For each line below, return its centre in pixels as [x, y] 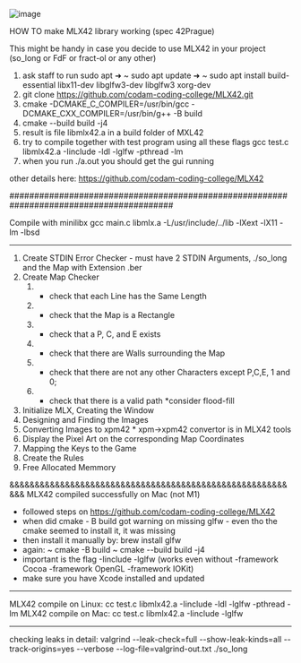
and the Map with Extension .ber [82, 267]
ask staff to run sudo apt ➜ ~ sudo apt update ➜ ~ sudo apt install [144, 75]
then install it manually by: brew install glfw [102, 540]
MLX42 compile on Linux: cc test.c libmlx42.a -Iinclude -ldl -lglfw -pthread [147, 604]
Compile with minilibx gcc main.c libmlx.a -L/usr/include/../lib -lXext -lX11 [143, 223]
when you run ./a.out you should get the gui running [118, 161]
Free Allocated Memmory [69, 467]
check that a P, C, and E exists [105, 334]
